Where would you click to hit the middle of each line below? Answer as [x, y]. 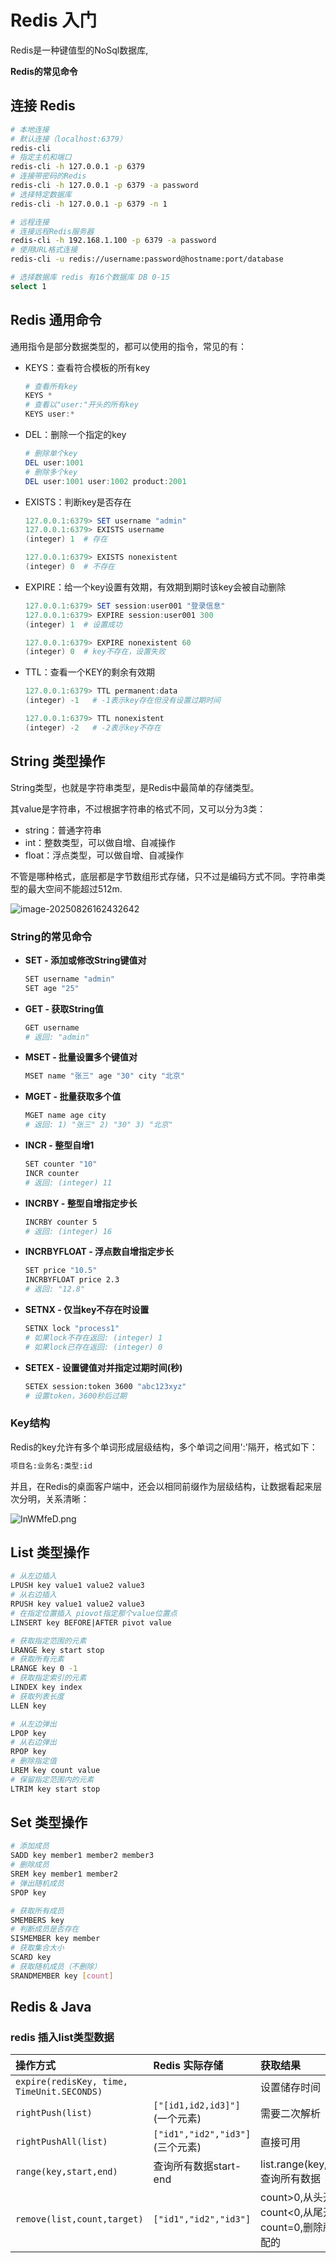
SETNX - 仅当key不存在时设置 [87, 1310]
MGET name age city [65, 1116]
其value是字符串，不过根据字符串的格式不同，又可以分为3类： [138, 808]
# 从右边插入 [33, 1595]
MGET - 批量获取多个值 [73, 1097]
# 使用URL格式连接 [44, 250]
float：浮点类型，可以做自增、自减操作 [104, 855]
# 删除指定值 [33, 1761]
